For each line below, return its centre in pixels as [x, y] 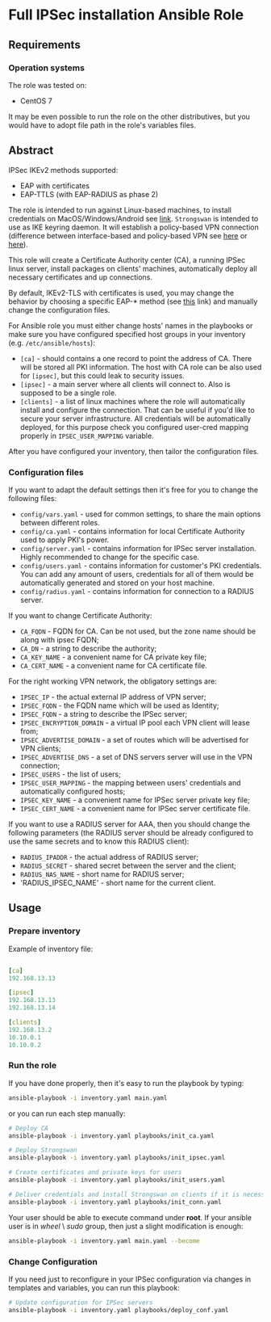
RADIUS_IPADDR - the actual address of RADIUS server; [109, 857]
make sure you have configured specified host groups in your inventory [127, 334]
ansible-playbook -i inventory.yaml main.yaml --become [104, 1241]
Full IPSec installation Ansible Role [126, 15]
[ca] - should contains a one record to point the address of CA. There [136, 358]
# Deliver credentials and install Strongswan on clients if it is [124, 1194]
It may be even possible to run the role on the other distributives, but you [129, 116]
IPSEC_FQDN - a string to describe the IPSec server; [104, 714]
